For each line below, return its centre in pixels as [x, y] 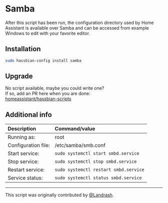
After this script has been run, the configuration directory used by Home [79, 23]
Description [22, 129]
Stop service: [23, 162]
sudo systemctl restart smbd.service [100, 170]
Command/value [75, 129]
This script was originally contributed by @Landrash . [59, 195]
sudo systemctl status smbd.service [98, 178]
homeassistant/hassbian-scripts [38, 99]
